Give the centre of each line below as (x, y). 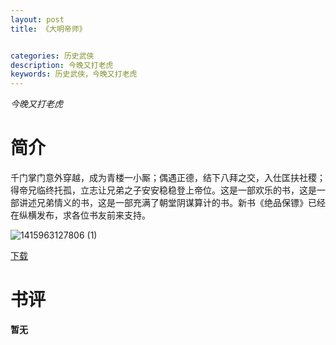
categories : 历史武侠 (52, 56)
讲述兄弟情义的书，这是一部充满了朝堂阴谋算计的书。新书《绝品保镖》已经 (172, 203)
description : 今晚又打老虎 (62, 65)
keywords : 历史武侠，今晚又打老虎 (74, 74)
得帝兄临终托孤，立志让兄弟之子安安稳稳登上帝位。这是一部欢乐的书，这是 (163, 190)
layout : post (37, 19)
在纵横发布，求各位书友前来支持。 (80, 215)
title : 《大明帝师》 (48, 29)
